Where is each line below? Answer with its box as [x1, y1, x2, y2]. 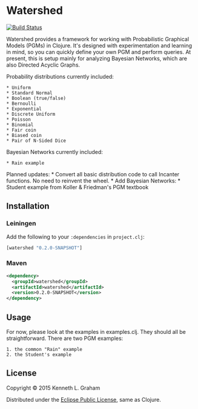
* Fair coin [6, 127, 36, 133]
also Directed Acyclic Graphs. [6, 61, 81, 68]
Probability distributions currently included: [6, 73, 114, 80]
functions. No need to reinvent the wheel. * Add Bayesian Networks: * [6, 177, 180, 184]
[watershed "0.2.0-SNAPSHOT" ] [6, 245, 83, 251]
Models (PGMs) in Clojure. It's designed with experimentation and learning [6, 42, 193, 49]
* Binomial [6, 122, 34, 128]
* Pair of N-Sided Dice [6, 138, 67, 144]
